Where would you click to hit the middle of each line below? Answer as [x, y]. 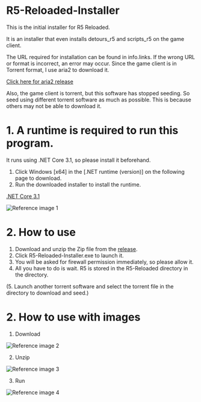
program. [30, 143]
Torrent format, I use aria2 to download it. [58, 69]
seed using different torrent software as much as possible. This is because [99, 100]
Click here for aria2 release [40, 81]
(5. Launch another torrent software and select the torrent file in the [90, 286]
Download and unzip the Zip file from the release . [76, 249]
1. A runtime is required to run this [92, 131]
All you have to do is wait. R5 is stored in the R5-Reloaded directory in [101, 268]
